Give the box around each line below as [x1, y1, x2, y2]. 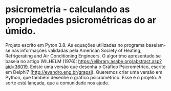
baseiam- [145, 42, 166, 48]
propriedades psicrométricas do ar [5, 14, 156, 26]
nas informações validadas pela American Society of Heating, [11, 47, 142, 53]
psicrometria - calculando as [5, 4, 130, 15]
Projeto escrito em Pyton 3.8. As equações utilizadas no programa [5, 42, 145, 48]
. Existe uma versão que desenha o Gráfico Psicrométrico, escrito [27, 64, 166, 70]
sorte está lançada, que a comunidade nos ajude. [5, 80, 110, 86]
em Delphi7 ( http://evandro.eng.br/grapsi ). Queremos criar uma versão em [5, 69, 163, 75]
